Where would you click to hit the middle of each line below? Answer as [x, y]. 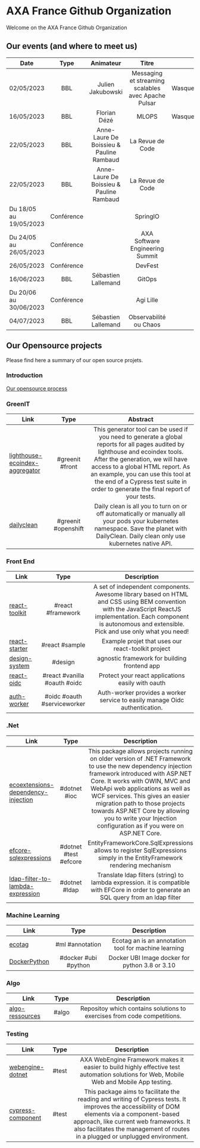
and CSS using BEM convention [142, 602]
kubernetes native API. [141, 544]
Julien [106, 84]
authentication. [142, 708]
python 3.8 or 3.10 [149, 965]
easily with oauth [142, 683]
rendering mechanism [140, 865]
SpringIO [147, 216]
